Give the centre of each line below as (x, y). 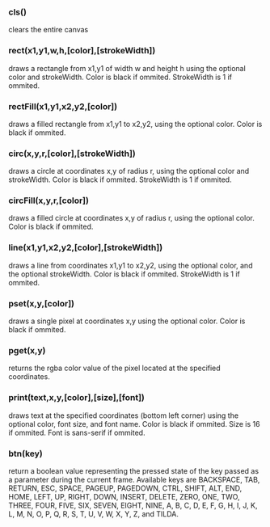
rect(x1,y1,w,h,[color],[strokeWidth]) (82, 51)
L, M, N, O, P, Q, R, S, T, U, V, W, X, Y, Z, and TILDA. (94, 514)
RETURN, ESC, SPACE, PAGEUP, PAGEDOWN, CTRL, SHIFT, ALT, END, (125, 488)
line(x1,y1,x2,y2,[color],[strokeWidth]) (86, 247)
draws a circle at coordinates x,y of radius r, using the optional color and (129, 171)
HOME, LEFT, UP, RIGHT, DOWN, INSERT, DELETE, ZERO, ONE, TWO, (124, 496)
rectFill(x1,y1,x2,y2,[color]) (63, 106)
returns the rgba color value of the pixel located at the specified (114, 368)
